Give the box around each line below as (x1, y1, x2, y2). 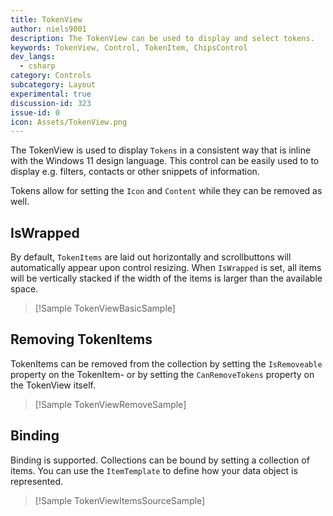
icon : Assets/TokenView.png (10, 117, 128, 127)
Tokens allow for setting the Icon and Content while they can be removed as (10, 185, 323, 197)
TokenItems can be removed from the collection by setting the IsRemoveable (10, 357, 323, 370)
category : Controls (10, 71, 92, 81)
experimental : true (10, 89, 92, 99)
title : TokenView (10, 14, 83, 25)
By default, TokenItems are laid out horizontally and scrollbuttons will (10, 251, 292, 263)
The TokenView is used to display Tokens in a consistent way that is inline (10, 144, 312, 156)
